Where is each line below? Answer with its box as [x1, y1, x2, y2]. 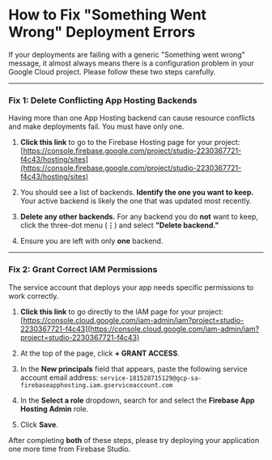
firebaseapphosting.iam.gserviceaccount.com [19, 381, 173, 390]
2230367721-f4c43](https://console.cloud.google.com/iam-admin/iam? [19, 324, 260, 334]
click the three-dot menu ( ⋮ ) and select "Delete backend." [19, 220, 219, 230]
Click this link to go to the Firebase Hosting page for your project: [19, 138, 240, 147]
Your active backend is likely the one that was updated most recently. [19, 196, 253, 206]
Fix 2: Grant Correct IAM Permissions [8, 264, 158, 275]
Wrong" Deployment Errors [8, 23, 196, 41]
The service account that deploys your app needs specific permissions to [8, 282, 254, 292]
